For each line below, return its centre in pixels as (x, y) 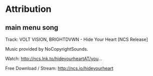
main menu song (32, 28)
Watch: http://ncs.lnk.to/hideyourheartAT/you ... (54, 59)
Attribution (28, 9)
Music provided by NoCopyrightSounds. (47, 49)
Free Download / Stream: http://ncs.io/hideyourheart (59, 68)
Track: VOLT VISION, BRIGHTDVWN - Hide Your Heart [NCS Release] (76, 39)
